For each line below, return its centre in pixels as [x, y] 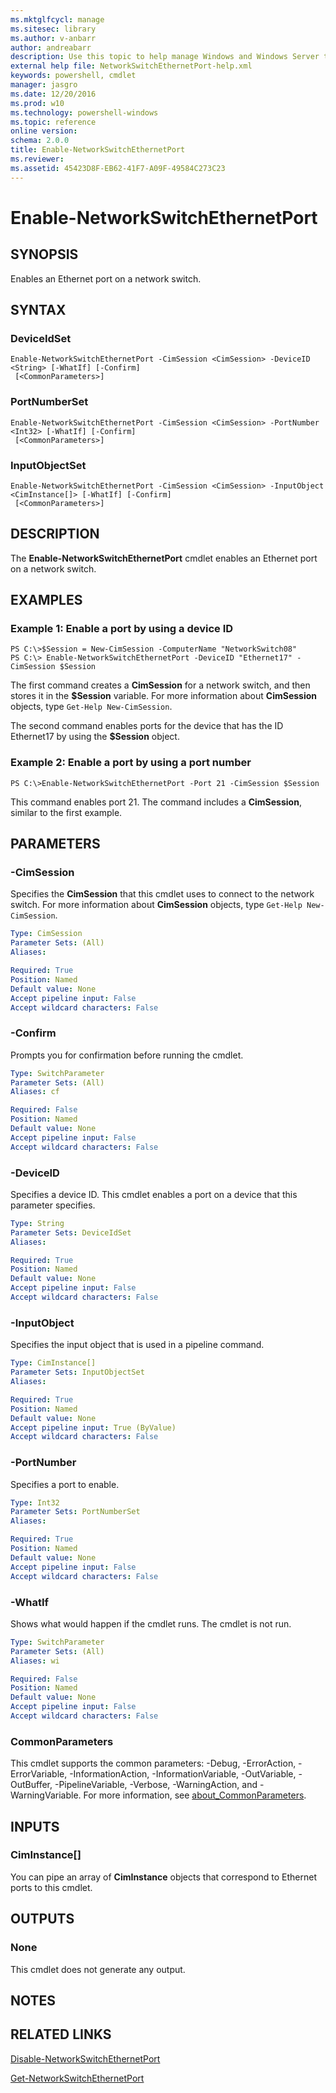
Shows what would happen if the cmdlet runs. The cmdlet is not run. [151, 1623]
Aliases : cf [35, 1092]
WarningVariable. [46, 1795]
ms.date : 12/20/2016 [53, 94]
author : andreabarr [51, 47]
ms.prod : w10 [37, 103]
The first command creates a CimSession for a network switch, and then [160, 685]
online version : [44, 131]
